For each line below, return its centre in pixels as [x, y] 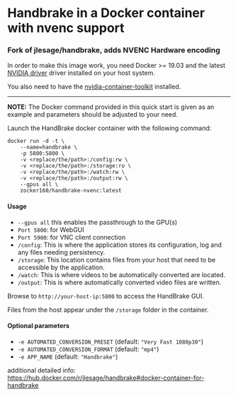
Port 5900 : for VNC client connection [72, 237]
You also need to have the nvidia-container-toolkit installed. [94, 87]
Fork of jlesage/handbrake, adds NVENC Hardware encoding [114, 50]
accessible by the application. [61, 267]
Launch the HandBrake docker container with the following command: [109, 128]
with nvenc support [66, 28]
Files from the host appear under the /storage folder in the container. [108, 310]
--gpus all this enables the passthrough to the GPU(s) [97, 222]
